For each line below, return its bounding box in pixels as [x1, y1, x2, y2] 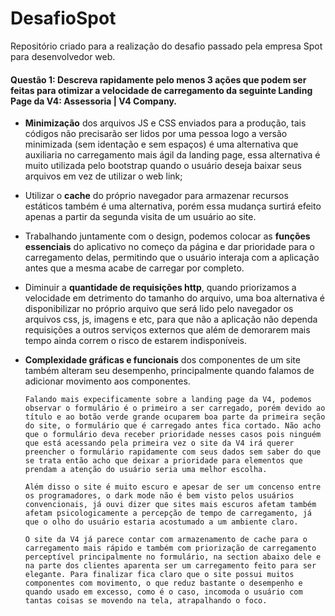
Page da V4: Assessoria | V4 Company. [10, 95, 177, 107]
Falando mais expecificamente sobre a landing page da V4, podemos [24, 395, 312, 405]
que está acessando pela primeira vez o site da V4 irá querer [24, 438, 295, 449]
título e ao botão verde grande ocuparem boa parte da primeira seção [24, 412, 326, 422]
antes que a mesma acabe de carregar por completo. [24, 262, 245, 274]
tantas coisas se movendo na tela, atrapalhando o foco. [24, 596, 268, 606]
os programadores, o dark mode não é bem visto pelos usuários [24, 491, 295, 501]
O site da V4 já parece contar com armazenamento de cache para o [24, 535, 308, 545]
